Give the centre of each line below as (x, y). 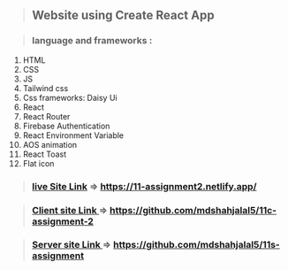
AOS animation (50, 144)
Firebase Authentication (66, 126)
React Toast (45, 154)
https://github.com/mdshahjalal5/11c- (193, 210)
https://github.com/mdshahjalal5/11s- (197, 245)
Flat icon (38, 163)
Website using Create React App (123, 15)
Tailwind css (45, 88)
